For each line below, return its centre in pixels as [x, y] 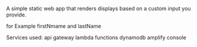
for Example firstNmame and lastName [54, 26]
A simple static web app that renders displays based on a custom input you [98, 9]
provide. [16, 15]
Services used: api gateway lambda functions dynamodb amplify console [96, 37]
